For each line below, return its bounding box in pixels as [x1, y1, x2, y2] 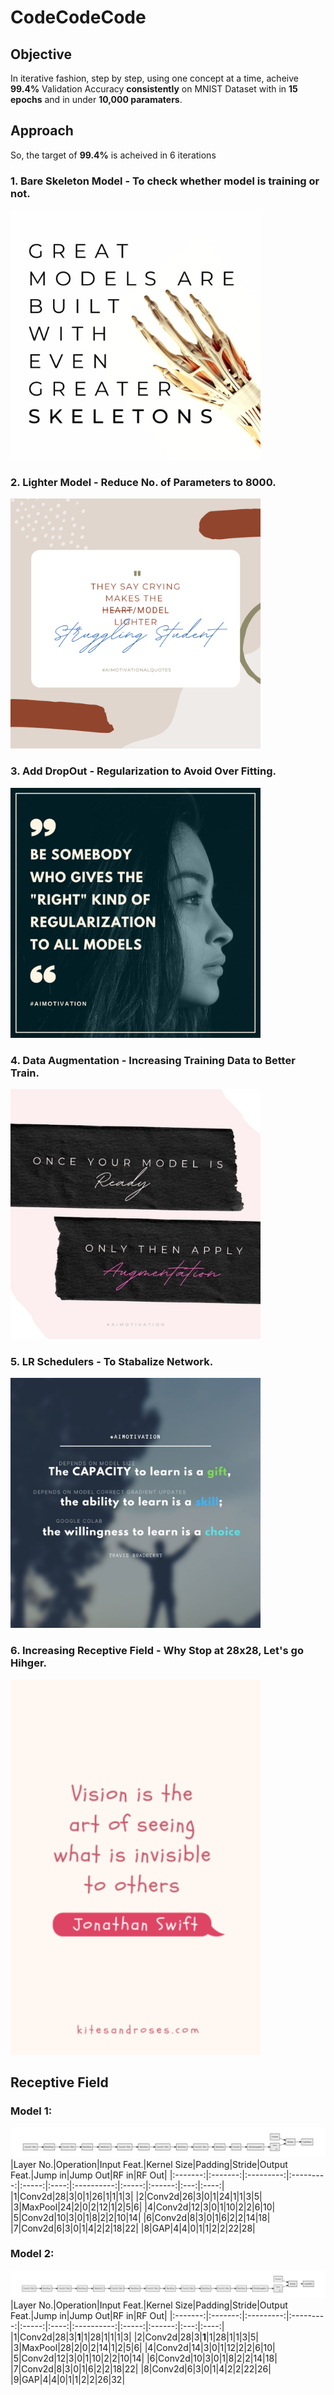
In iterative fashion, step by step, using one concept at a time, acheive [10, 72, 299, 84]
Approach [10, 122, 74, 140]
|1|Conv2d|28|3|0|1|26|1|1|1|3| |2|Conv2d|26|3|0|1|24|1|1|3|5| [10, 2190, 263, 2202]
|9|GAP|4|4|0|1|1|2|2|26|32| [10, 2373, 126, 2385]
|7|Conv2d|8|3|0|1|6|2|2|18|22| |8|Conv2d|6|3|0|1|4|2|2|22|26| [10, 2362, 272, 2375]
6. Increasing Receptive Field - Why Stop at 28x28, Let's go [10, 1644, 304, 1658]
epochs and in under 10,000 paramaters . [10, 94, 183, 105]
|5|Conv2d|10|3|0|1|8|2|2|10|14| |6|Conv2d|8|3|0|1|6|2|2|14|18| [10, 2211, 271, 2223]
